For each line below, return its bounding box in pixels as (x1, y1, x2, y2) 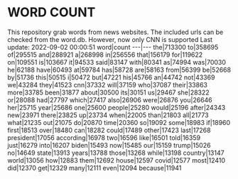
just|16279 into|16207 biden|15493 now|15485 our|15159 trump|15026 (7, 141, 211, 149)
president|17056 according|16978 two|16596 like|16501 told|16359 (7, 133, 201, 142)
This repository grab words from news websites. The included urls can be (7, 28, 224, 36)
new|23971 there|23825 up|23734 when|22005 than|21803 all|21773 (7, 111, 209, 119)
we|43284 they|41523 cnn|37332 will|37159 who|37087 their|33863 (7, 80, 208, 89)
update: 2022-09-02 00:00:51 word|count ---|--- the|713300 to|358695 (7, 43, 219, 51)
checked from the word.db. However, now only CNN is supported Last (7, 35, 213, 43)
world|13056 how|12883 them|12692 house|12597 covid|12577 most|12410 (7, 156, 226, 164)
